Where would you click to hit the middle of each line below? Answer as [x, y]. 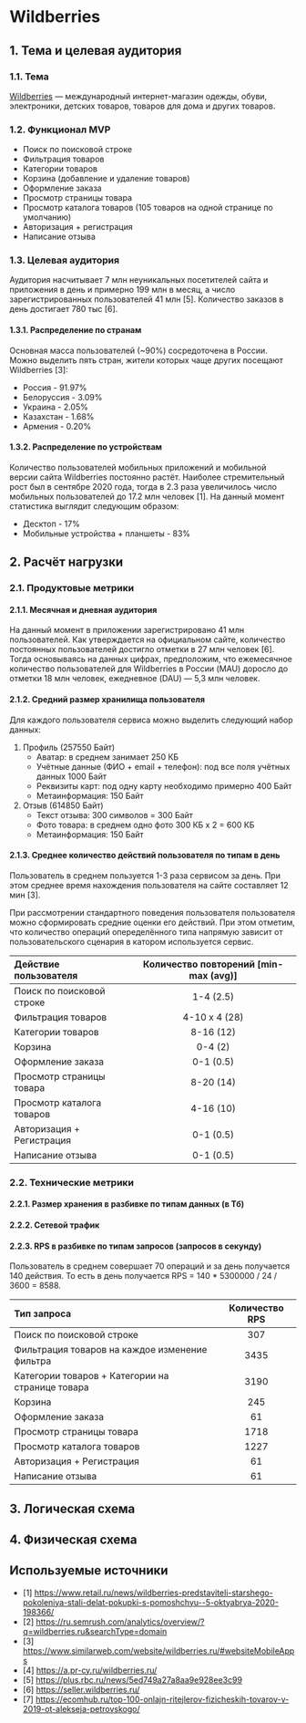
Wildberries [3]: [39, 369]
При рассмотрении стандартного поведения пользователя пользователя [153, 912]
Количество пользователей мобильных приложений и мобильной [138, 467]
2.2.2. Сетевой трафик [55, 1225]
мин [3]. [25, 895]
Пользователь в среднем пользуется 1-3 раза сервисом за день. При [145, 875]
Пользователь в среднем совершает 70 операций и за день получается [149, 1266]
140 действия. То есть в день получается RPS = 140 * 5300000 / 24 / [143, 1276]
